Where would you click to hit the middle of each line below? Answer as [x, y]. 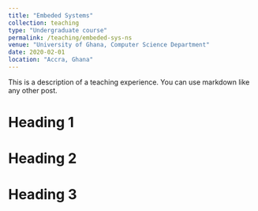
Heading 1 [41, 122]
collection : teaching [44, 23]
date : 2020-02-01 [37, 52]
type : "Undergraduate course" [58, 30]
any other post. [33, 90]
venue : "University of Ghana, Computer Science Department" [109, 45]
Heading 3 [43, 195]
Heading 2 [43, 158]
